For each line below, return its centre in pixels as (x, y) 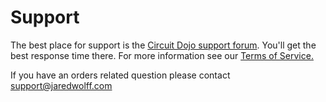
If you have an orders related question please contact (120, 75)
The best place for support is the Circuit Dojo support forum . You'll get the (163, 45)
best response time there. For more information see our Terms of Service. (162, 55)
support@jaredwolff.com (61, 85)
